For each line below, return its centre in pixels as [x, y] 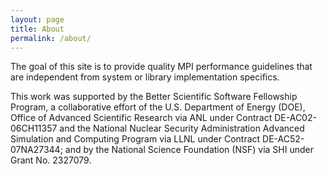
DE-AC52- [283, 139]
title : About [37, 29]
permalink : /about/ [51, 38]
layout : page [37, 19]
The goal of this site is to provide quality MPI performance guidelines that [161, 67]
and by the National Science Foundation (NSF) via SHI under [189, 150]
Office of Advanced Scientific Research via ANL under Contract [141, 118]
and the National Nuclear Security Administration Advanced [182, 128]
